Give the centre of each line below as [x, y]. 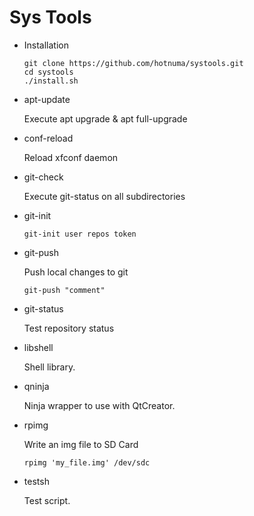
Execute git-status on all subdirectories [104, 196]
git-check [43, 177]
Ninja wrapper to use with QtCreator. [99, 405]
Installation [46, 45]
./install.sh [51, 81]
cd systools [48, 72]
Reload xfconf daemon [71, 157]
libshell [38, 347]
